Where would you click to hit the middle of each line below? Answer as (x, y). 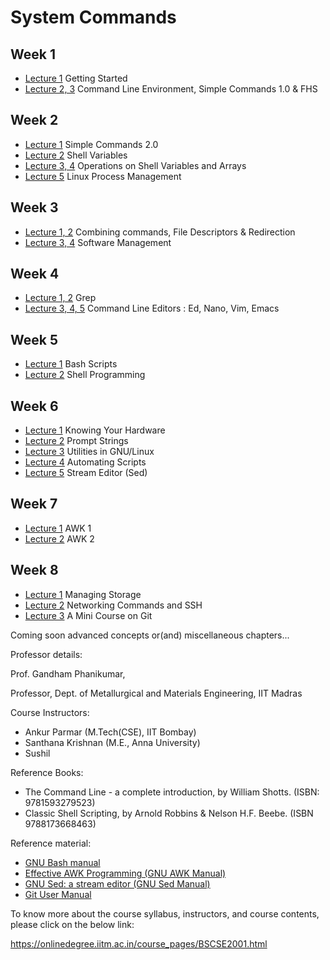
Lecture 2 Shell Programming (85, 375)
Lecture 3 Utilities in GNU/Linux (89, 452)
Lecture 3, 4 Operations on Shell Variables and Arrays (135, 165)
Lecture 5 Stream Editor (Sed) (86, 473)
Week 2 (34, 120)
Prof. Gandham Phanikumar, (68, 673)
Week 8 (34, 570)
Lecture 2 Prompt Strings (76, 441)
